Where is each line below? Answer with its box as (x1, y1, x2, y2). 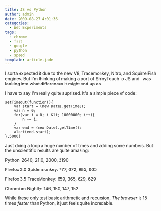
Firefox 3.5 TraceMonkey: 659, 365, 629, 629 (5, 176, 96, 182)
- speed (9, 52, 25, 58)
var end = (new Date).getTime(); (14, 126, 82, 130)
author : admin (5, 12, 34, 17)
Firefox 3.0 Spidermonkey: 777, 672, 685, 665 (5, 167, 97, 172)
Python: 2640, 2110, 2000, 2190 (5, 157, 69, 163)
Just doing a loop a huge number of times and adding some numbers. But (5, 143, 154, 148)
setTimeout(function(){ (5, 100, 54, 105)
